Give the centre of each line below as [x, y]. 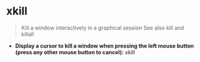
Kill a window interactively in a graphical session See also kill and [102, 28]
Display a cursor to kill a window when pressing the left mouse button [104, 46]
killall [28, 34]
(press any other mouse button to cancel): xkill [75, 52]
